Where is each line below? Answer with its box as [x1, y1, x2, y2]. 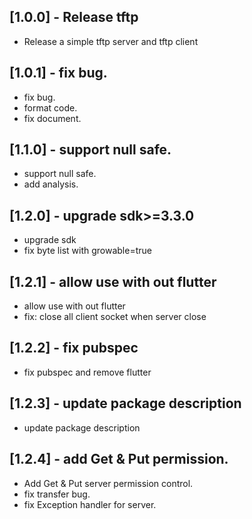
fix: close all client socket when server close [23, 311, 207, 323]
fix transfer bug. [23, 488, 91, 500]
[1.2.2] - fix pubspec [9, 340, 139, 357]
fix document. [23, 112, 82, 124]
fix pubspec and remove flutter [23, 366, 152, 378]
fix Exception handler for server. [23, 498, 157, 510]
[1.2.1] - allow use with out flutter [9, 273, 217, 290]
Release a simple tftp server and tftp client [23, 35, 199, 47]
